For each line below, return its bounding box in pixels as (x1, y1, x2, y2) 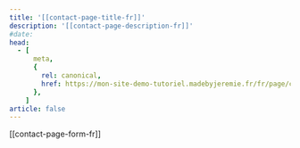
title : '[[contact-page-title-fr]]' (9, 12, 146, 22)
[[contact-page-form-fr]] (9, 128, 101, 139)
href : (41, 79, 62, 88)
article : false (9, 104, 66, 113)
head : (9, 37, 29, 47)
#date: (9, 29, 34, 38)
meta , (32, 54, 54, 63)
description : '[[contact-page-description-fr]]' (9, 21, 194, 30)
